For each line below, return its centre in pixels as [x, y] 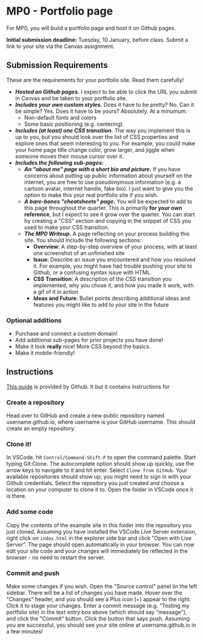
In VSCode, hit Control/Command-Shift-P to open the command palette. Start [101, 457]
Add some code [30, 512]
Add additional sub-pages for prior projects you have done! [89, 340]
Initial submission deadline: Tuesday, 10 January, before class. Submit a [97, 39]
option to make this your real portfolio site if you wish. [91, 195]
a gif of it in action [56, 291]
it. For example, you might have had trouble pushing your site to [113, 266]
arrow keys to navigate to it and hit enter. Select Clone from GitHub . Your [97, 470]
